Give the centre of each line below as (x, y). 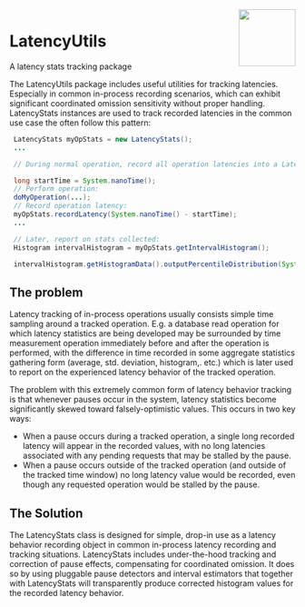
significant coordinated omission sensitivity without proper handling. (138, 103)
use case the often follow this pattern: (80, 123)
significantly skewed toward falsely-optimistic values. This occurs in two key (152, 409)
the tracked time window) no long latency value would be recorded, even (159, 475)
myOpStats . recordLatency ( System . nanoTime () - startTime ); (125, 214)
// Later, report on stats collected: (87, 239)
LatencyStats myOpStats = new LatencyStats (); (103, 139)
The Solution (46, 513)
